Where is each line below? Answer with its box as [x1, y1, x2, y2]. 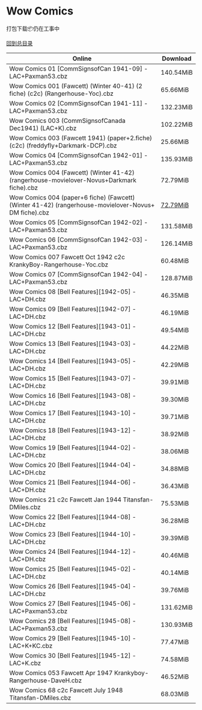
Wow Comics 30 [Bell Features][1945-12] [9, 651, 131, 659]
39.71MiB [161, 412, 189, 421]
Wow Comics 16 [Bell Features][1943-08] [9, 391, 131, 400]
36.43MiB [161, 482, 189, 490]
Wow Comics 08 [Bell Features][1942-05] [9, 287, 131, 296]
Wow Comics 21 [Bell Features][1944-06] [9, 478, 131, 486]
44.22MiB [161, 343, 189, 351]
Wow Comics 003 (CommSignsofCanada [9, 116, 126, 125]
